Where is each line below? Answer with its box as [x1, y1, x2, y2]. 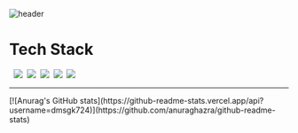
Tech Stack [9, 40, 94, 59]
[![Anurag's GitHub [9, 95, 78, 106]
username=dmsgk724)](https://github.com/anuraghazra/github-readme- [9, 105, 277, 115]
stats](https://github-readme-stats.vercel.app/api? [79, 95, 264, 106]
